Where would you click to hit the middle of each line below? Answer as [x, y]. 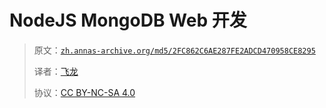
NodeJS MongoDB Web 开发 [128, 20]
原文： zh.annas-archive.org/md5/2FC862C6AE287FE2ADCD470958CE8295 [174, 50]
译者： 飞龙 [56, 71]
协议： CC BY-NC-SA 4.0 [84, 92]
